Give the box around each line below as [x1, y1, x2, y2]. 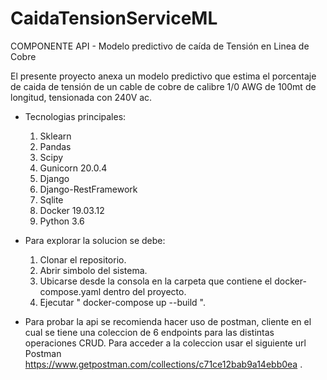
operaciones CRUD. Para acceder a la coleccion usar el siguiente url [24, 337, 307, 349]
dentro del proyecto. [103, 285, 187, 297]
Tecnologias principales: [24, 110, 127, 122]
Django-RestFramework [39, 183, 138, 195]
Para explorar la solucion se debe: [24, 234, 166, 246]
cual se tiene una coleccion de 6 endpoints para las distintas [24, 326, 275, 338]
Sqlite [39, 193, 64, 206]
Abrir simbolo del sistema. [39, 264, 148, 276]
